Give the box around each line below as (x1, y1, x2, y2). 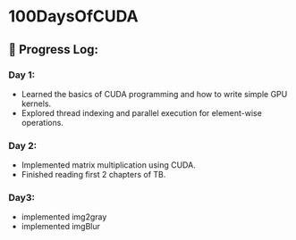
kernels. (21, 98, 52, 109)
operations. (21, 117, 64, 128)
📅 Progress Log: (8, 42, 99, 57)
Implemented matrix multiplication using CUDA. (21, 160, 196, 170)
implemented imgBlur (21, 221, 100, 232)
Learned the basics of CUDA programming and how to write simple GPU (21, 88, 288, 99)
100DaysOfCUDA (8, 6, 140, 27)
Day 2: (8, 139, 38, 152)
